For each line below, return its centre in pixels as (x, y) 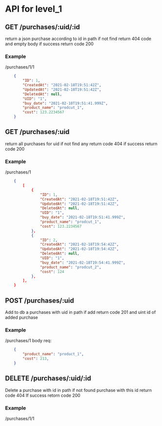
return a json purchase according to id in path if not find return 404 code (78, 39)
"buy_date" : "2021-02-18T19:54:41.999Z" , (82, 262)
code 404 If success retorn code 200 (43, 395)
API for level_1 (34, 9)
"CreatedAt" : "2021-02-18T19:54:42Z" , (79, 245)
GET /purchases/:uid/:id (42, 27)
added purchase (21, 317)
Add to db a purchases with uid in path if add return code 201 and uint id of (81, 312)
